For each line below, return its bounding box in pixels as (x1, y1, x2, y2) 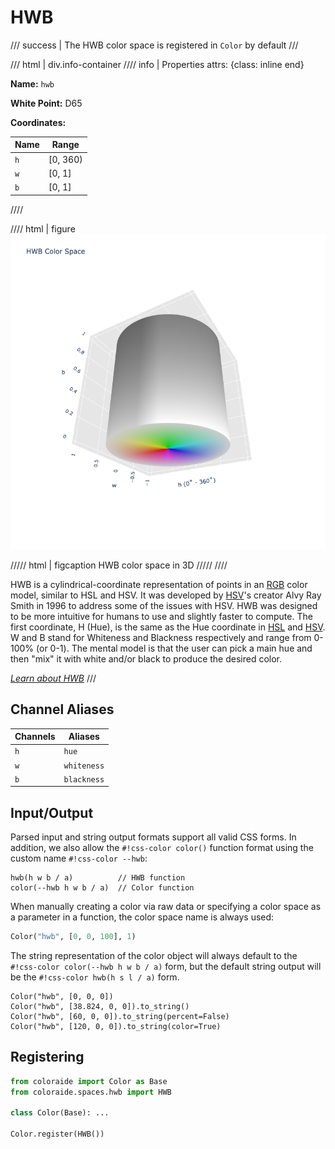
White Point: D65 (10, 97, 83, 109)
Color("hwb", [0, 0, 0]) (10, 991, 114, 1001)
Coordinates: (10, 116, 67, 128)
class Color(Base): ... (10, 1108, 110, 1118)
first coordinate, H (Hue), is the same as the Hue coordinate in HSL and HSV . (10, 621, 326, 633)
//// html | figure (10, 222, 76, 235)
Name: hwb (10, 77, 55, 90)
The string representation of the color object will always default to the (10, 949, 298, 961)
